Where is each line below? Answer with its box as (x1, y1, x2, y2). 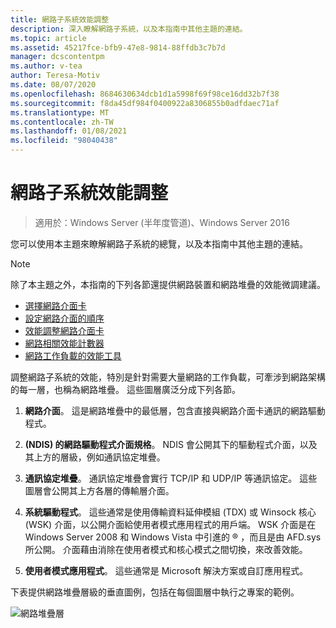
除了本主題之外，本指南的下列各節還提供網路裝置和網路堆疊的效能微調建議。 (10, 278, 326, 290)
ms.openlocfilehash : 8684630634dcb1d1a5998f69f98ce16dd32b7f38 (10, 89, 280, 99)
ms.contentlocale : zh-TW (10, 117, 114, 127)
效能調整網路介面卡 (24, 324, 105, 336)
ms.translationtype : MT (10, 107, 110, 118)
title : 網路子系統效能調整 (10, 14, 110, 25)
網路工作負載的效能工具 (24, 349, 122, 361)
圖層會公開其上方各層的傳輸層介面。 (24, 484, 175, 496)
